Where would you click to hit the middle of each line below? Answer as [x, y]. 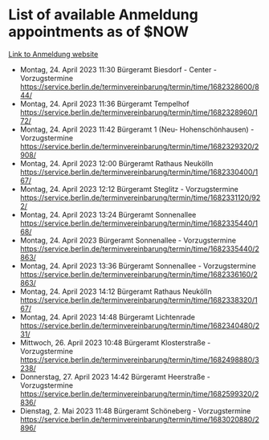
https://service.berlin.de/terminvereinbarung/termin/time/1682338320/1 [139, 299]
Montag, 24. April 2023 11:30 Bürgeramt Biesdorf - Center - [118, 69]
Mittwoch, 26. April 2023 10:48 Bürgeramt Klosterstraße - [115, 342]
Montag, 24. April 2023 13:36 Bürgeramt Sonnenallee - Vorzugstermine [138, 266]
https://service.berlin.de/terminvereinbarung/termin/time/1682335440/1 [139, 223]
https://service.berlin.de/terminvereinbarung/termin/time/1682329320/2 [139, 146]
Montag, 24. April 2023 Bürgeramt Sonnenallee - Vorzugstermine [128, 240]
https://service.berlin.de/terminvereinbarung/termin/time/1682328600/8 [139, 87]
